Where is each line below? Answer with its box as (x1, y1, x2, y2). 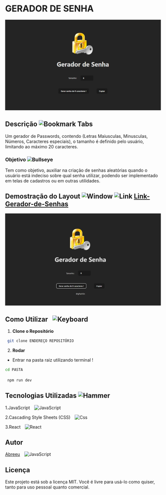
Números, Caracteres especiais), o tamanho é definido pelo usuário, (5, 138, 144, 144)
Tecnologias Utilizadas (5, 391, 77, 400)
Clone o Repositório (12, 328, 54, 334)
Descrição (5, 120, 38, 128)
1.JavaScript (5, 405, 30, 411)
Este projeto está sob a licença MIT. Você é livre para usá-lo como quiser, (5, 479, 155, 485)
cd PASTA (5, 368, 23, 372)
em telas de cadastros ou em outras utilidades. (5, 178, 100, 184)
